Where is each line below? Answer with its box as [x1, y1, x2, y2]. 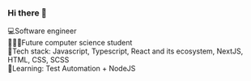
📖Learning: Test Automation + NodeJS [7, 64, 136, 74]
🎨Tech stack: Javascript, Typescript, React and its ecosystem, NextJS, [7, 46, 244, 56]
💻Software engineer [7, 26, 77, 36]
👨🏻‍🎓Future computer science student [7, 38, 133, 48]
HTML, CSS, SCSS [7, 55, 70, 65]
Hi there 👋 [7, 7, 48, 19]
